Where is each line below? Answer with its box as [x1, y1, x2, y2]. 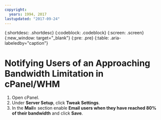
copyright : [4, 7, 27, 12]
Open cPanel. [11, 94, 40, 101]
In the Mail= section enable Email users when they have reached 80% [11, 105, 157, 111]
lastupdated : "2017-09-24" [4, 16, 60, 21]
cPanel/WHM [4, 78, 60, 90]
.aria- [110, 35, 121, 41]
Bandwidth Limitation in [4, 68, 104, 79]
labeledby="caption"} [4, 40, 48, 46]
